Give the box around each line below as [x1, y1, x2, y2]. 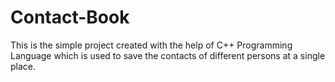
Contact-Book [10, 6, 130, 29]
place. [10, 60, 37, 72]
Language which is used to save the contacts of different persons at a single [10, 49, 326, 61]
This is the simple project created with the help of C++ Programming [10, 39, 293, 51]
